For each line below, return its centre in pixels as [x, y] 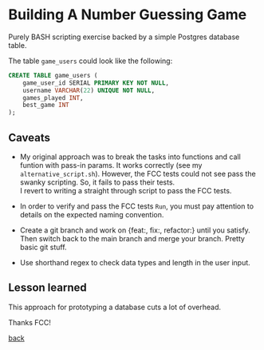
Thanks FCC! [30, 322]
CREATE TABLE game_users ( [53, 75]
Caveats [29, 137]
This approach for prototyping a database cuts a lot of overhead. [115, 307]
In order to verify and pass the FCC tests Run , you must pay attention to [136, 206]
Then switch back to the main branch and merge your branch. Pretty [132, 239]
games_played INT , [53, 97]
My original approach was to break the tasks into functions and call [130, 157]
